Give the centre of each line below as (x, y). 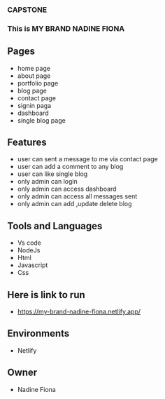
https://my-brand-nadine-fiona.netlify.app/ (79, 312)
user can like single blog (52, 174)
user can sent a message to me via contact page (88, 159)
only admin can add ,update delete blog (74, 204)
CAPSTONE (27, 10)
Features (27, 143)
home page (34, 68)
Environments (38, 333)
